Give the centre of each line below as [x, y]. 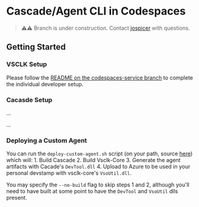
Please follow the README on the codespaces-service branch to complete [100, 78]
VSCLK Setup [27, 64]
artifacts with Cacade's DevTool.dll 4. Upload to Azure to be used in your [98, 167]
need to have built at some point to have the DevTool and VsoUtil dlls [92, 191]
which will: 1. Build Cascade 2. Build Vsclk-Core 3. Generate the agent [93, 160]
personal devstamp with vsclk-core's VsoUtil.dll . [69, 173]
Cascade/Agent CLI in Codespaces [96, 11]
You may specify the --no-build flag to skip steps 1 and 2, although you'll [98, 185]
